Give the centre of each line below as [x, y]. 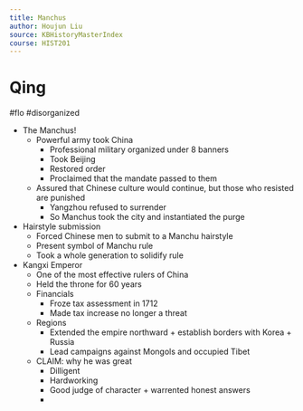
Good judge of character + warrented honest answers [150, 390]
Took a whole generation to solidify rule [109, 255]
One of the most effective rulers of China [112, 275]
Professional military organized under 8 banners [139, 149]
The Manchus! [49, 130]
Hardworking [74, 380]
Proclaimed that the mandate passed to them [133, 178]
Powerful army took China [85, 140]
